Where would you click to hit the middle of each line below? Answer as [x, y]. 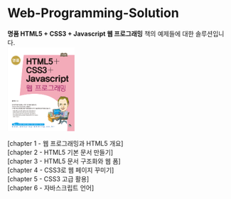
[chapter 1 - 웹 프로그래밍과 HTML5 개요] [65, 143]
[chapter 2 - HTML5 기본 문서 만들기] [60, 152]
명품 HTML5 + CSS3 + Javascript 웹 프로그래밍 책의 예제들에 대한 [101, 33]
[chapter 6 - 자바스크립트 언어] [51, 188]
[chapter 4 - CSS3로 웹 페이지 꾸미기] [61, 170]
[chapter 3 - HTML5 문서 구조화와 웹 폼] [64, 161]
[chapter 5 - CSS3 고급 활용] [48, 178]
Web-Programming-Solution [93, 13]
